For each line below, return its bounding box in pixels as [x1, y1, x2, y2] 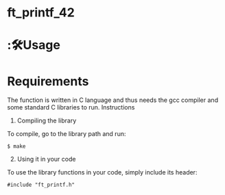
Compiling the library [16, 116, 77, 125]
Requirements [7, 73, 89, 89]
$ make [7, 143, 26, 150]
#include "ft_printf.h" [7, 181, 75, 189]
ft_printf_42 [7, 5, 75, 21]
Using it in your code [16, 155, 76, 164]
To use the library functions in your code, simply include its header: [7, 168, 198, 177]
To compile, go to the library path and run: [7, 130, 126, 138]
